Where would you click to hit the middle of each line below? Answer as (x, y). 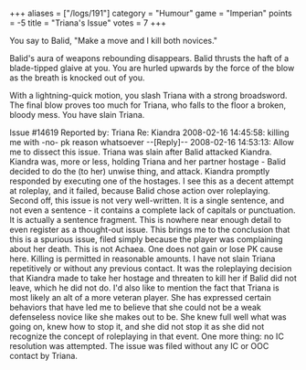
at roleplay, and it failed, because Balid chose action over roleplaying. (140, 190)
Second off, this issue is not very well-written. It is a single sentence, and (147, 201)
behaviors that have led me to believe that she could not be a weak (136, 307)
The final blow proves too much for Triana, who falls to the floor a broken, (148, 105)
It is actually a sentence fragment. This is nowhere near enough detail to (145, 220)
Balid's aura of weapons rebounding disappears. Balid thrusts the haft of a (149, 58)
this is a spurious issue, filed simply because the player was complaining (146, 239)
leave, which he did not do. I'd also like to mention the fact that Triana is (145, 288)
